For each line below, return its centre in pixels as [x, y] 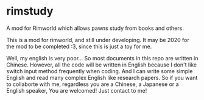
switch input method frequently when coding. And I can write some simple [100, 71]
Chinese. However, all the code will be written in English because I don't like [101, 65]
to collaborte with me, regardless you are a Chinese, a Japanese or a [93, 84]
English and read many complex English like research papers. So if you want [102, 77]
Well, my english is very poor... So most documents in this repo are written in [103, 58]
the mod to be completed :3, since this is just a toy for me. [79, 46]
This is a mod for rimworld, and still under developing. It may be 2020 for [98, 40]
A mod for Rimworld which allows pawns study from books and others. [95, 28]
